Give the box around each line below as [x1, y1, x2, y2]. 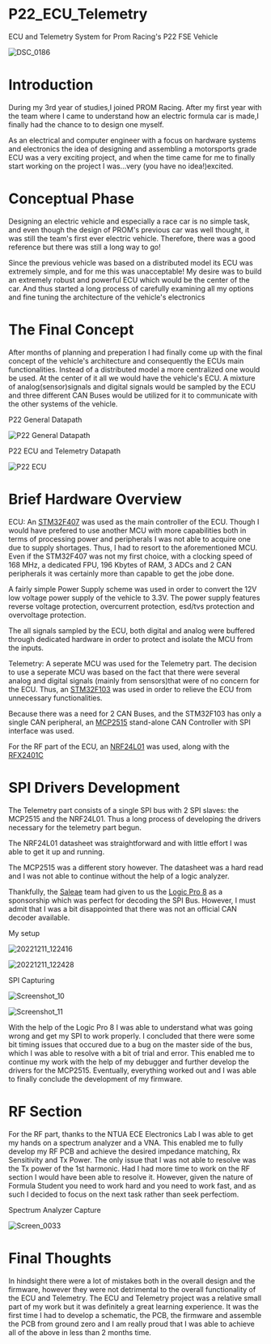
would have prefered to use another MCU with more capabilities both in [8, 525, 247, 535]
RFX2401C [8, 750, 44, 759]
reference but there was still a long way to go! [8, 242, 162, 252]
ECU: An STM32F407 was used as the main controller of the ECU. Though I [8, 517, 260, 526]
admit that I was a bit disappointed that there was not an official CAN [8, 904, 237, 913]
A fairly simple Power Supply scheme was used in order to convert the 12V [8, 584, 257, 593]
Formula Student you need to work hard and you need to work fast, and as [8, 1180, 256, 1190]
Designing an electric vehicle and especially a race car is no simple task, [8, 216, 251, 226]
